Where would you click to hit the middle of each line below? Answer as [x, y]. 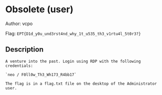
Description [24, 50]
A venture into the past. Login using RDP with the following [73, 61]
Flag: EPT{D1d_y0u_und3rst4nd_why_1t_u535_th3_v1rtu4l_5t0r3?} [73, 33]
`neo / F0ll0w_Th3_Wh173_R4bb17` [41, 75]
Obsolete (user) [39, 9]
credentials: [19, 66]
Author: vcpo [19, 23]
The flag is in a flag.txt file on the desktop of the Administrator [81, 84]
